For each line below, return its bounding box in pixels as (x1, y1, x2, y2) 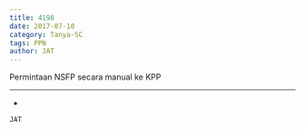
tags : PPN (9, 38, 47, 48)
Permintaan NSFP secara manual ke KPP (9, 71, 162, 82)
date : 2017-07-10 (9, 22, 75, 31)
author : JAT (9, 47, 54, 56)
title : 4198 (9, 13, 54, 23)
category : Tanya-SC (9, 30, 84, 39)
